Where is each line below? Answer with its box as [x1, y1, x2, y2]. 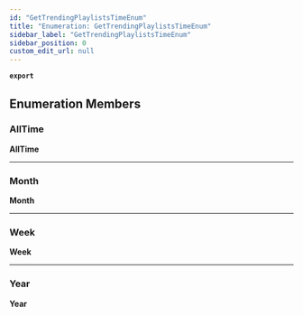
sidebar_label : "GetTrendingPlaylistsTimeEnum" [9, 30, 192, 39]
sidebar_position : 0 [9, 38, 87, 48]
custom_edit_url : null [9, 47, 95, 56]
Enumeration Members [9, 96, 142, 111]
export [9, 71, 34, 81]
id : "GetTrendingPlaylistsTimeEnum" [9, 13, 147, 23]
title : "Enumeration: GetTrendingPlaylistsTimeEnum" [9, 22, 212, 31]
